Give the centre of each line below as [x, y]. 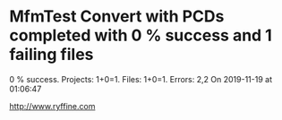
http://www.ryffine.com [52, 106]
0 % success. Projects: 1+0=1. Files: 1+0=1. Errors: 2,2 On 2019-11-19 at [141, 79]
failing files [51, 55]
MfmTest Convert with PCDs [117, 17]
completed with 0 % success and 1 [141, 35]
